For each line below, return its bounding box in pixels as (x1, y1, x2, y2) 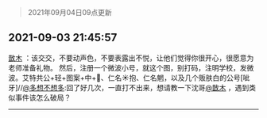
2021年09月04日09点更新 (27, 8, 113, 17)
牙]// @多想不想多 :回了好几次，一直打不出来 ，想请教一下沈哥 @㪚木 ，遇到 (8, 82, 250, 92)
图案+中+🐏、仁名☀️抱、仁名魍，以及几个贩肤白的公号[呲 (66, 73, 250, 82)
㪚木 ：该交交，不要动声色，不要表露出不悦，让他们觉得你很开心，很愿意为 (8, 53, 254, 63)
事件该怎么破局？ (14, 93, 72, 102)
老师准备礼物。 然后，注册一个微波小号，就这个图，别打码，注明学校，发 (8, 63, 247, 72)
